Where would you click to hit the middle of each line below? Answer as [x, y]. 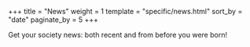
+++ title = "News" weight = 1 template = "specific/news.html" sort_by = [125, 11]
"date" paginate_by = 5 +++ [53, 20]
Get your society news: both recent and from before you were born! [118, 35]
